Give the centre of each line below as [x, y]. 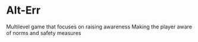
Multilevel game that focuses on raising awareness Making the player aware [99, 27]
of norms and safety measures [44, 33]
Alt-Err [23, 10]
